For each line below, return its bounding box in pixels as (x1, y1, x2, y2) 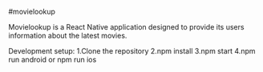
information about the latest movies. (8, 31, 127, 40)
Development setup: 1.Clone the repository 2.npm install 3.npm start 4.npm (8, 46, 256, 55)
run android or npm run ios (8, 55, 97, 64)
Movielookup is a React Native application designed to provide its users (8, 22, 245, 31)
